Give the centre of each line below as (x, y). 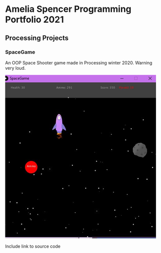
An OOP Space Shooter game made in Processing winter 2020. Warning (79, 62)
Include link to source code (33, 246)
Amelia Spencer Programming (68, 9)
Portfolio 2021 (35, 20)
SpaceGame (20, 52)
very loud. (15, 68)
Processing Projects (37, 38)
